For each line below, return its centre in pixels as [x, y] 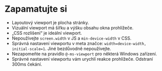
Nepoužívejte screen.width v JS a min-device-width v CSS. [71, 38]
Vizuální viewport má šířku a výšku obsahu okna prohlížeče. [73, 27]
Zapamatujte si [36, 9]
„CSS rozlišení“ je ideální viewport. [47, 33]
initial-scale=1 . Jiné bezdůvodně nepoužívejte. [61, 48]
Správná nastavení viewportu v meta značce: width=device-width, [79, 43]
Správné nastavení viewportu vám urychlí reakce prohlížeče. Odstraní [82, 59]
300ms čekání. [27, 64]
